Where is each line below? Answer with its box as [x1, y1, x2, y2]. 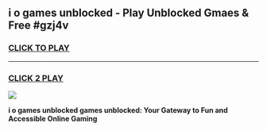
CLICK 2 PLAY [8, 72, 64, 83]
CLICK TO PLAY [8, 43, 70, 54]
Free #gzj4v [8, 19, 69, 33]
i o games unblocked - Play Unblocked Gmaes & [8, 6, 250, 20]
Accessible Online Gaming [8, 114, 98, 123]
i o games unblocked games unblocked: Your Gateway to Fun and [8, 105, 228, 114]
